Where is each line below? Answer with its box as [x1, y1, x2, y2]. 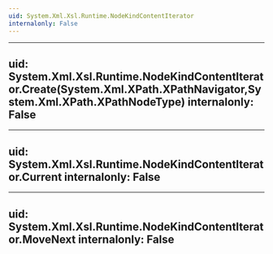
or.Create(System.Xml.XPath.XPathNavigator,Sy [8, 82, 262, 96]
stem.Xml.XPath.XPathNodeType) [8, 95, 185, 109]
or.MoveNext [8, 232, 76, 246]
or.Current [8, 170, 63, 183]
